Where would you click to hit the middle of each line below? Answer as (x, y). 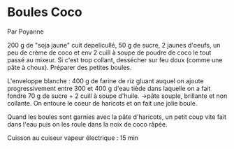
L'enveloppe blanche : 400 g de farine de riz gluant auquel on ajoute (105, 80)
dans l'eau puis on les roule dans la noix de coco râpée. (87, 124)
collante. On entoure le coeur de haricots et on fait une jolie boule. (102, 103)
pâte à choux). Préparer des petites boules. (70, 67)
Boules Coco (45, 12)
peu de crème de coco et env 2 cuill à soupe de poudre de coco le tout (109, 52)
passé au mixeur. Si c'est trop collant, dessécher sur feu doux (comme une (115, 59)
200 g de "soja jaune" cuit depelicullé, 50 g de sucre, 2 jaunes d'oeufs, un (114, 45)
